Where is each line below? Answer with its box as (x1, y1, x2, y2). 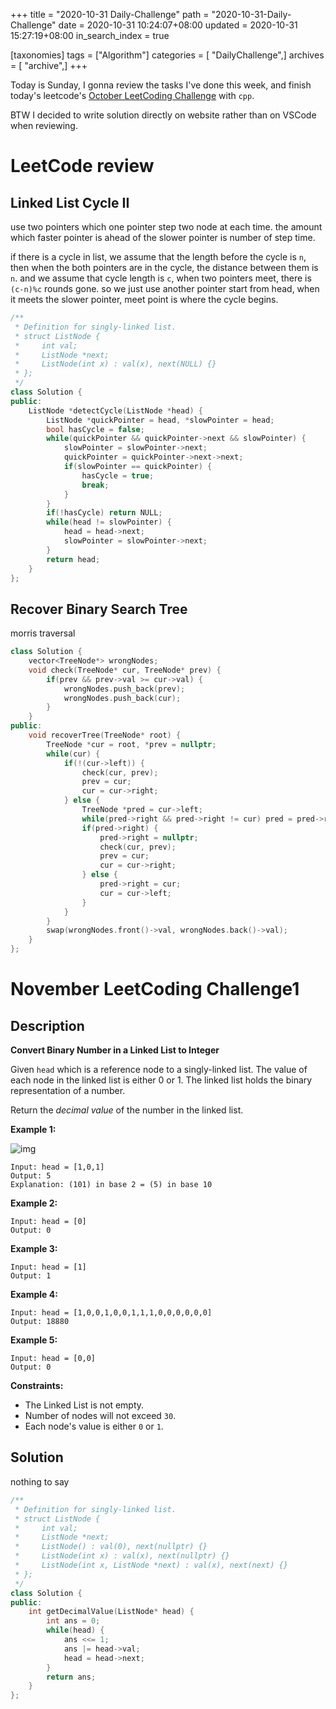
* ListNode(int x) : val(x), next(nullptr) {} (14, 1551, 230, 1561)
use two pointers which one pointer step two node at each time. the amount (10, 221, 323, 233)
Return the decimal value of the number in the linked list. (10, 1104, 244, 1116)
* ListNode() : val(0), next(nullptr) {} (14, 1542, 208, 1552)
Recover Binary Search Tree (10, 600, 188, 618)
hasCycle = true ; (81, 470, 155, 481)
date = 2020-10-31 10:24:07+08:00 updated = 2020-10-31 (58, 19, 298, 31)
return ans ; (46, 1672, 97, 1682)
